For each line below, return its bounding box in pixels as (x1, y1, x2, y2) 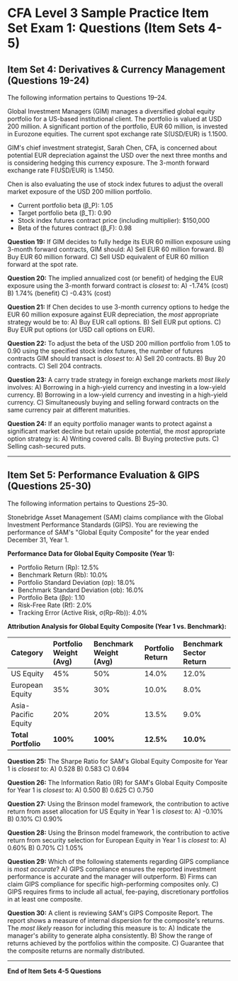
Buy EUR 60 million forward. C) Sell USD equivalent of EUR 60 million (7, 253, 209, 261)
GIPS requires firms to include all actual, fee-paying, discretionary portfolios (7, 887, 229, 896)
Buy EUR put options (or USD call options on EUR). (7, 325, 155, 334)
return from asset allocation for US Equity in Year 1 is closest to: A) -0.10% (7, 807, 223, 816)
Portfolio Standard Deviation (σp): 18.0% (17, 578, 136, 586)
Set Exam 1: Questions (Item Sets (7, 20, 205, 36)
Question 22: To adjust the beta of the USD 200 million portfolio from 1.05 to (7, 339, 231, 347)
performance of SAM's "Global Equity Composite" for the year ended (7, 527, 210, 537)
